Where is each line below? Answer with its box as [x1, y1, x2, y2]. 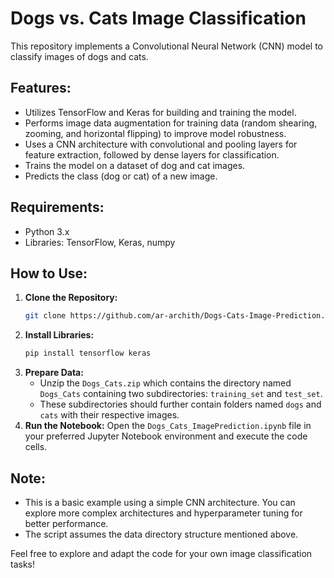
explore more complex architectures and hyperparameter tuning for [24, 507, 303, 519]
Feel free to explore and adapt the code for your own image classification [10, 547, 313, 559]
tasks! [10, 558, 35, 570]
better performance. [24, 517, 109, 529]
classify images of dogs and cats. [10, 50, 149, 62]
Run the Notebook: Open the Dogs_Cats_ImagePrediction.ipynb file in [24, 420, 312, 432]
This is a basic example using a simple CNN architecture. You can [24, 496, 296, 508]
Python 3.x [24, 225, 70, 237]
